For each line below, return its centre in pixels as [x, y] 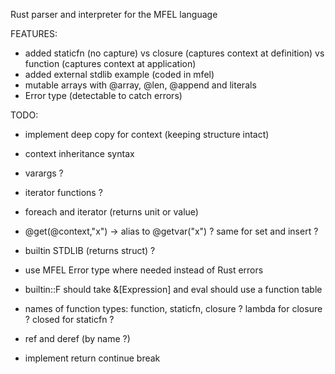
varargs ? [44, 173]
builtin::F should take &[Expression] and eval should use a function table [173, 289]
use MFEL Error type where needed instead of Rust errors [144, 270]
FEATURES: [34, 33]
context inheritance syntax [79, 153]
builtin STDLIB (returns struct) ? [90, 250]
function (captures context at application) [110, 63]
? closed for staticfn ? [69, 319]
